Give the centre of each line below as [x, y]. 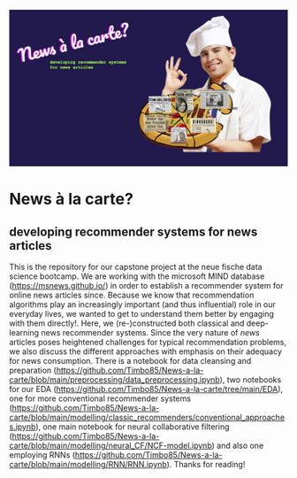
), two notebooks [251, 380]
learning [24, 332]
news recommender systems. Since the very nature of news [151, 332]
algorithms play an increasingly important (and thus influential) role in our [143, 305]
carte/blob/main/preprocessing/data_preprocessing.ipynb [114, 380]
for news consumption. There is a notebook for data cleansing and [130, 361]
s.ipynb [23, 427]
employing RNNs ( [42, 455]
